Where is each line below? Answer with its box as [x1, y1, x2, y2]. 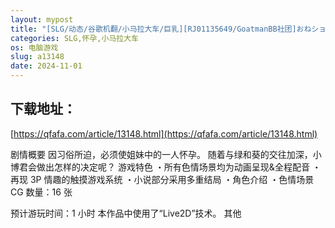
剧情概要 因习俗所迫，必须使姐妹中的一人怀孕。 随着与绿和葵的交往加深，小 [10, 148, 322, 160]
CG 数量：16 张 [10, 186, 73, 198]
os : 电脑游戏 [10, 42, 59, 53]
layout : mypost [10, 14, 74, 25]
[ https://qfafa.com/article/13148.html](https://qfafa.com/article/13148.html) [10, 127, 318, 140]
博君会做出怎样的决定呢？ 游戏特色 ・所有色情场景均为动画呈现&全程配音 [10, 161, 310, 173]
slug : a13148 [10, 52, 65, 62]
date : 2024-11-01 [10, 61, 83, 71]
